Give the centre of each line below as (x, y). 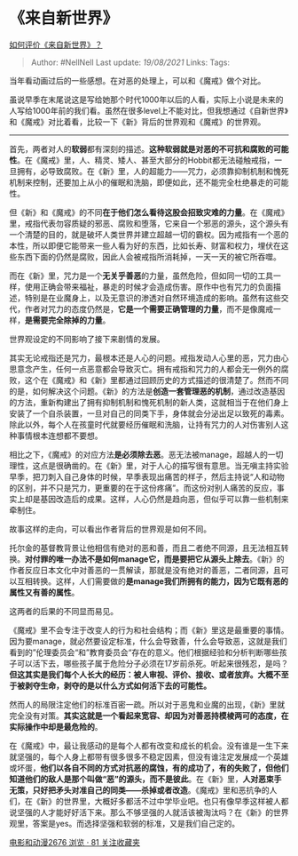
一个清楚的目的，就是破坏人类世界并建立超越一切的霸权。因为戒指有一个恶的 (149, 234)
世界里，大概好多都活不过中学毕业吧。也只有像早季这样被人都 (176, 801)
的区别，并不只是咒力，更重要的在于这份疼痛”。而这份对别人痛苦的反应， (143, 488)
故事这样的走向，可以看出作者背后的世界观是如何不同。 (110, 529)
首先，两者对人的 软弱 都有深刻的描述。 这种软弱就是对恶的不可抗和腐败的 (141, 148)
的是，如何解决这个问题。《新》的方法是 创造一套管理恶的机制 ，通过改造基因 (147, 391)
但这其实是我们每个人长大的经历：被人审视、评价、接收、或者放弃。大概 (141, 674)
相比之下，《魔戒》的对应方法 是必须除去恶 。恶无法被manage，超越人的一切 (146, 454)
